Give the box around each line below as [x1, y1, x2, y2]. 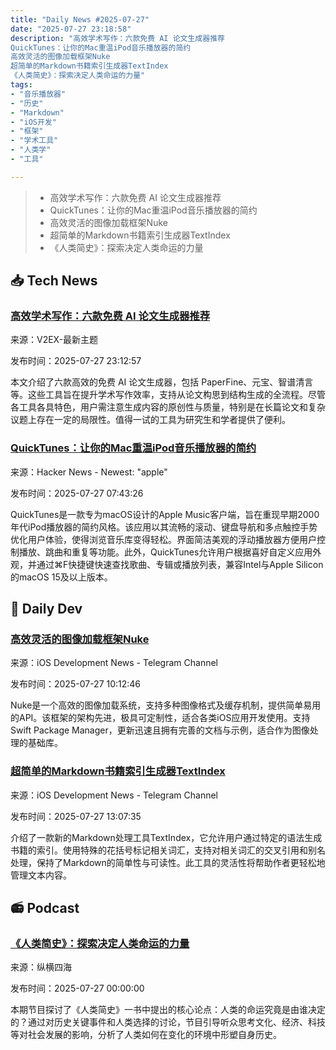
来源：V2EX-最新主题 [10, 334, 99, 346]
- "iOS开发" [10, 117, 57, 127]
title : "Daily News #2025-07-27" [10, 14, 150, 25]
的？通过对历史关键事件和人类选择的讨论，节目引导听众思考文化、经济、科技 [10, 1016, 326, 1028]
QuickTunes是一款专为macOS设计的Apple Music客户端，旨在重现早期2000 [10, 508, 320, 520]
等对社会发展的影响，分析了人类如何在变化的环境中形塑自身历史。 [10, 1029, 282, 1041]
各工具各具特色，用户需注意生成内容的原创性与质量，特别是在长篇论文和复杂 [10, 401, 326, 413]
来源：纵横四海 [10, 961, 72, 973]
